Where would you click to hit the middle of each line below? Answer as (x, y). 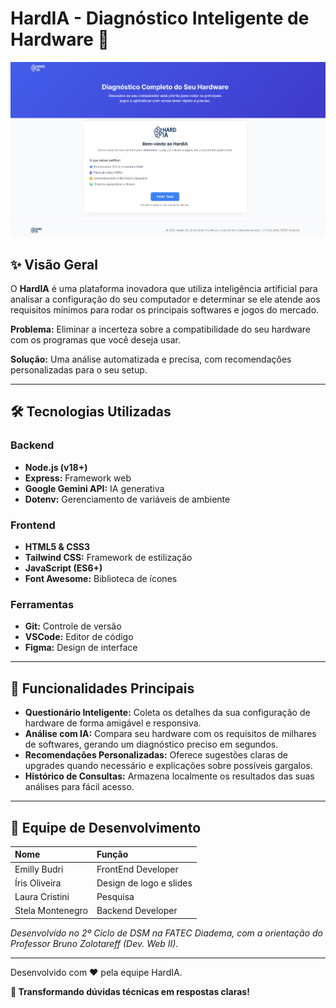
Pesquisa (115, 897)
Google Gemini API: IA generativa (94, 488)
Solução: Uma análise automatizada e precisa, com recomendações (151, 359)
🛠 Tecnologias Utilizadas (91, 412)
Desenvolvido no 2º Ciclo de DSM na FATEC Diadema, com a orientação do (166, 933)
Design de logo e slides (144, 883)
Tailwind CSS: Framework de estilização (108, 558)
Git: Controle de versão (73, 626)
